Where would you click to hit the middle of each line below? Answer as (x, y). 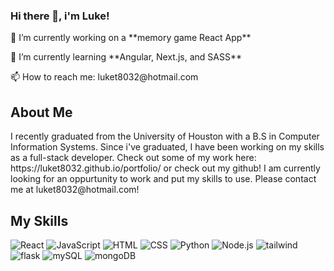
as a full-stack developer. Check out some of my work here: (133, 158)
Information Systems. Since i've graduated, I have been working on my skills (167, 147)
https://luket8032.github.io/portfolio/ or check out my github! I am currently (165, 168)
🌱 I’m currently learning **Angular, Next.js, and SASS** (126, 57)
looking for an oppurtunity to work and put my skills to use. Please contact (163, 179)
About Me (41, 112)
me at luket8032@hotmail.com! (75, 190)
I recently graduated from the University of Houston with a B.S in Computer (165, 136)
